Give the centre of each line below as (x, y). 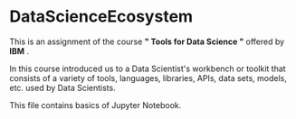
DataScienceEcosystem (101, 17)
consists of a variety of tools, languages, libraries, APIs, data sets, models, (148, 78)
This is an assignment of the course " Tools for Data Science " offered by (147, 41)
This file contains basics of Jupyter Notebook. (95, 105)
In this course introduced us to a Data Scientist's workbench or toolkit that (148, 69)
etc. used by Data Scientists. (62, 87)
